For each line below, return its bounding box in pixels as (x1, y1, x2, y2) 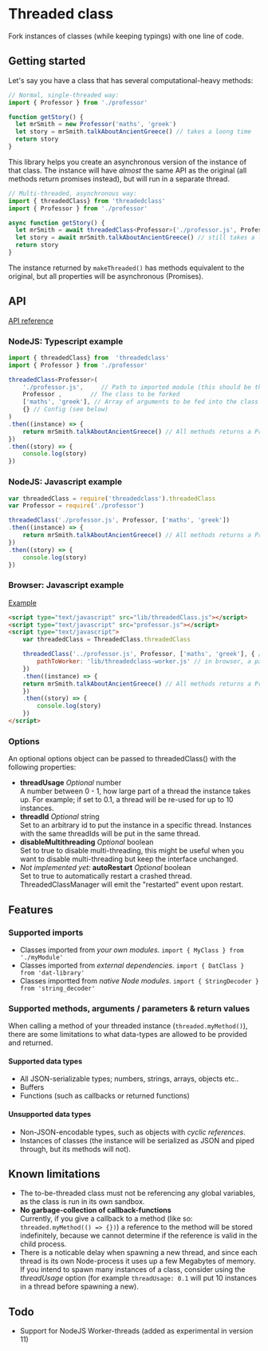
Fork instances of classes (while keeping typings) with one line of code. (8, 31, 244, 41)
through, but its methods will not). (19, 1144, 132, 1154)
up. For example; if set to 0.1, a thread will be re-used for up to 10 (19, 795, 234, 805)
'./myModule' (19, 953, 64, 961)
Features (8, 903, 53, 916)
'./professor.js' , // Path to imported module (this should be (22, 383, 251, 391)
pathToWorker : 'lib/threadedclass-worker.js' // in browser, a (37, 658, 251, 666)
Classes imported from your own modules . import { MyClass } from (19, 944, 244, 955)
